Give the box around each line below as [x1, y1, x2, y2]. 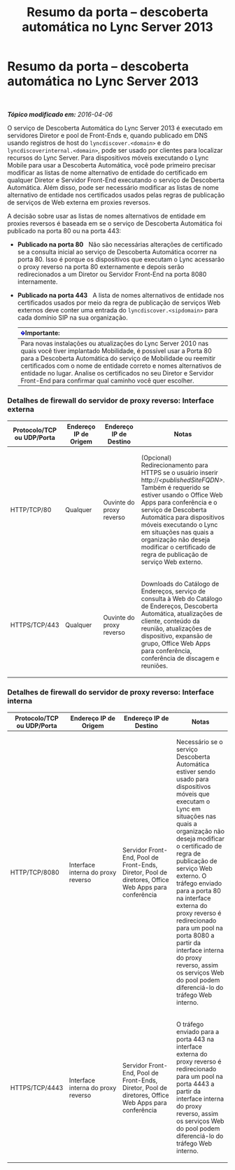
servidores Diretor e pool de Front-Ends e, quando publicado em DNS [7, 131, 208, 139]
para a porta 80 [176, 887, 222, 895]
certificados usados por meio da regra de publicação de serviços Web [17, 298, 221, 307]
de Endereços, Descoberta [141, 602, 218, 610]
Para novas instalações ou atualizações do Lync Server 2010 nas [20, 339, 208, 347]
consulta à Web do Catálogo [141, 595, 222, 603]
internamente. [17, 277, 58, 286]
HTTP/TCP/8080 [10, 868, 59, 876]
